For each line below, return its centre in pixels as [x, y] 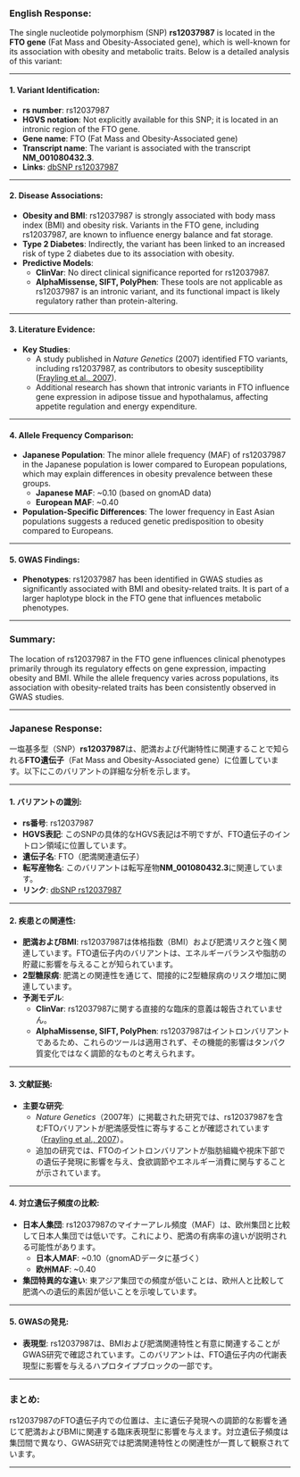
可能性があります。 [65, 1247]
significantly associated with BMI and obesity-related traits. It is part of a [155, 589]
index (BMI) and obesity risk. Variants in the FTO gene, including [141, 225]
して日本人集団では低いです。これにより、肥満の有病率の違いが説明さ [150, 1235]
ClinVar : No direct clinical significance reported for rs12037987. [153, 272]
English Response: [50, 13]
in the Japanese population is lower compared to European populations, [154, 465]
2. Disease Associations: [56, 195]
